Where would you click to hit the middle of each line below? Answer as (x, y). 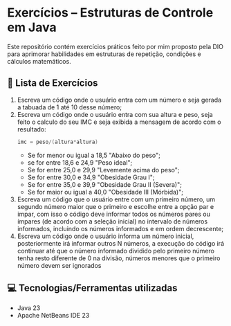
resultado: (31, 129)
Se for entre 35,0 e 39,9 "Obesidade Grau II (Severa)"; (104, 184)
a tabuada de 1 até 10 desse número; (70, 107)
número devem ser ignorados (59, 265)
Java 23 (29, 308)
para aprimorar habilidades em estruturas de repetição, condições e (104, 54)
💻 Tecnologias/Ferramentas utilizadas (92, 288)
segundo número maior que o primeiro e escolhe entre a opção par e (115, 206)
